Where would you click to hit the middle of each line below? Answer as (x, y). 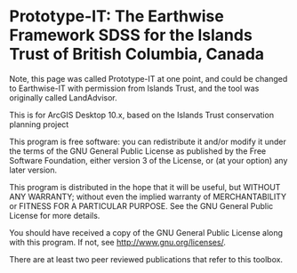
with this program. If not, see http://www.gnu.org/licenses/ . (118, 242)
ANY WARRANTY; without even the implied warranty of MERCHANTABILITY (148, 197)
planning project (39, 124)
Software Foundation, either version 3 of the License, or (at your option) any (148, 160)
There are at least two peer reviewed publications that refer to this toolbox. (146, 259)
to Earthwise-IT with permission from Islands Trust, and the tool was (134, 88)
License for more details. (55, 215)
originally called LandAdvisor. (63, 97)
